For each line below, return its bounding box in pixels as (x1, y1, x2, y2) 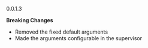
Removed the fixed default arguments (14, 28, 108, 35)
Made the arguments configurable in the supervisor (14, 35, 143, 41)
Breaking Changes (6, 17, 53, 23)
